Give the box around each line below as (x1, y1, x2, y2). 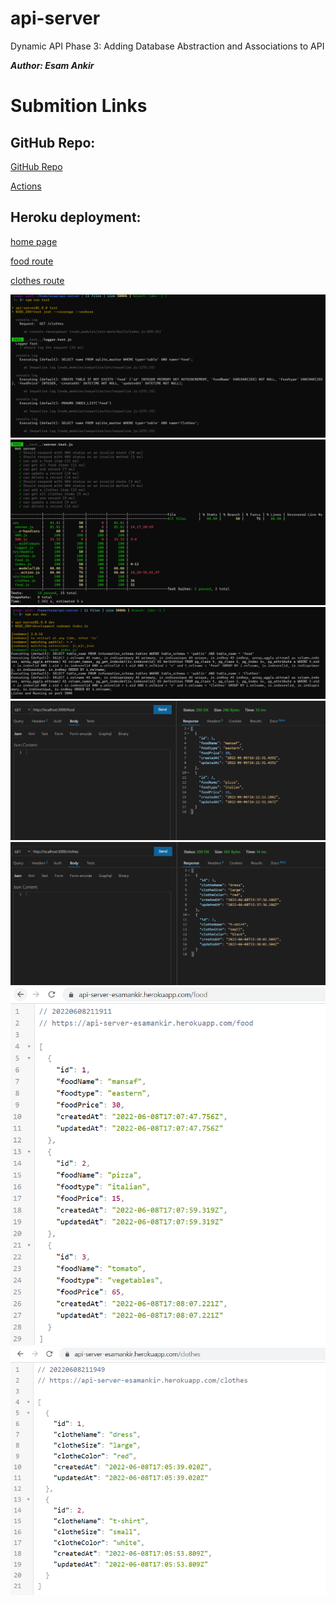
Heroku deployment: (10, 209, 142, 226)
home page (10, 235, 58, 247)
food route (10, 255, 54, 267)
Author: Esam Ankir (10, 59, 95, 71)
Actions (10, 180, 42, 192)
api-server (10, 7, 101, 30)
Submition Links (10, 95, 148, 117)
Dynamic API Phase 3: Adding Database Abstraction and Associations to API (10, 40, 325, 52)
